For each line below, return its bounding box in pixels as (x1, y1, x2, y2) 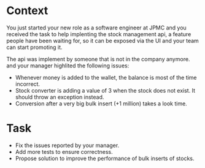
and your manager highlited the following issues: (6, 62, 130, 69)
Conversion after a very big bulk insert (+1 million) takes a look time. (15, 99, 187, 107)
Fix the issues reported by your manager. (15, 142, 120, 149)
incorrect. (15, 80, 41, 88)
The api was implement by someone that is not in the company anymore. (6, 55, 190, 63)
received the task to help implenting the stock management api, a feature (6, 30, 191, 37)
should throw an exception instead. (15, 93, 104, 101)
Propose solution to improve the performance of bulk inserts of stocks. (15, 155, 195, 162)
